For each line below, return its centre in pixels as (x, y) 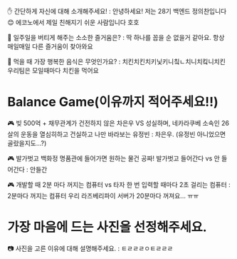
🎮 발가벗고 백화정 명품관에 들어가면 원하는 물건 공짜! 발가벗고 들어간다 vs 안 (114, 158)
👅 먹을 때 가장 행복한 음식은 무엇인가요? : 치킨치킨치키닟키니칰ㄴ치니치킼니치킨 (116, 61)
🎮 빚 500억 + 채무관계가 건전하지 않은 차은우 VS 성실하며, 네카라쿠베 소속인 (114, 123)
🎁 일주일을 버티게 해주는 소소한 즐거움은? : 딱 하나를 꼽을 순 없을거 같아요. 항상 (116, 37)
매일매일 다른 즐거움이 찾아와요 (51, 46)
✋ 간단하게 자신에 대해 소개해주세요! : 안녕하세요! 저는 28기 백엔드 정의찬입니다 (117, 11)
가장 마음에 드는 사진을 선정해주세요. (107, 227)
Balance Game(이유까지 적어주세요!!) (113, 102)
